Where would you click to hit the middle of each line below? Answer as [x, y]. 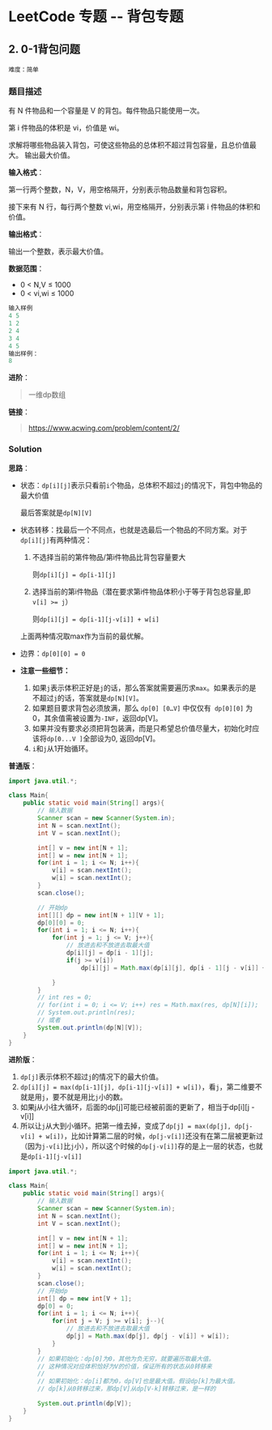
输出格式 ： [26, 234]
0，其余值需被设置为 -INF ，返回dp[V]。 [98, 718]
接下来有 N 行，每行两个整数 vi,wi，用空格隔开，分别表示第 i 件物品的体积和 [134, 207]
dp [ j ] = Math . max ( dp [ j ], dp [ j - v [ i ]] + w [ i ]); [148, 1336]
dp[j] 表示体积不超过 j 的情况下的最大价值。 [91, 1076]
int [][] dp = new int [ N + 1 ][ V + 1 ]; [101, 915]
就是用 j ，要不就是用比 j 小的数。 [74, 1097]
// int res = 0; [65, 997]
